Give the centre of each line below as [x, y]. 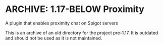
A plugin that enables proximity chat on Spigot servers [62, 23]
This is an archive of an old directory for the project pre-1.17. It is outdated [82, 32]
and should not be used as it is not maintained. [54, 38]
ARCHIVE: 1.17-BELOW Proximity [75, 9]
